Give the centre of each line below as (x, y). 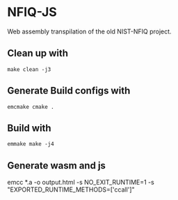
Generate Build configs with (69, 91)
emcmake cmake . (31, 107)
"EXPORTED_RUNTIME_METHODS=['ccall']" (71, 190)
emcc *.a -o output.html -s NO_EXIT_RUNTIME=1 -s (81, 183)
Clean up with (38, 53)
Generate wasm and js (57, 166)
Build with (29, 128)
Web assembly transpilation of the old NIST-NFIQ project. (89, 31)
